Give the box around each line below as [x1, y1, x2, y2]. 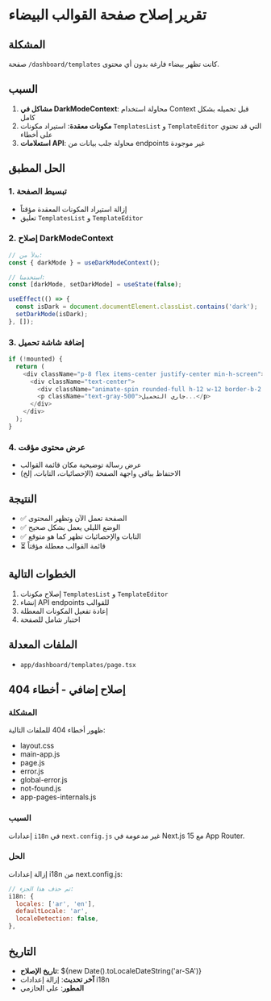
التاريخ [8, 945, 36, 958]
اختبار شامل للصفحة [19, 615, 81, 624]
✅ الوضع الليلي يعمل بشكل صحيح [19, 522, 121, 532]
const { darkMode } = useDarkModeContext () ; [8, 258, 161, 267]
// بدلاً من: [8, 251, 43, 259]
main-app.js [19, 749, 60, 759]
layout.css [19, 740, 55, 751]
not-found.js [19, 784, 62, 794]
